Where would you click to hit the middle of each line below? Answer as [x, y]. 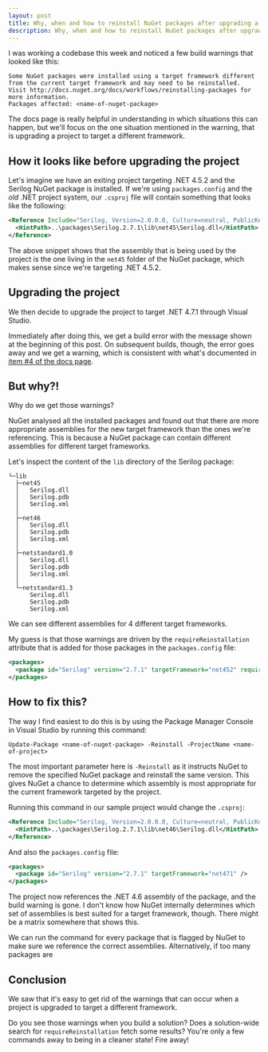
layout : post [30, 16]
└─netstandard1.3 [44, 588]
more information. [39, 97]
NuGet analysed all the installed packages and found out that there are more [134, 421]
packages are [31, 955]
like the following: [37, 206]
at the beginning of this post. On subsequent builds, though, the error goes [131, 344]
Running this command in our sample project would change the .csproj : [127, 807]
